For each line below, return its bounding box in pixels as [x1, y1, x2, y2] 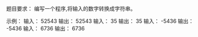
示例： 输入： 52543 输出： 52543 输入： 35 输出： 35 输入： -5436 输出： [6, 18, 194, 25]
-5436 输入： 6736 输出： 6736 [6, 25, 85, 32]
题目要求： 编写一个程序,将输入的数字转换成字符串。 [6, 5, 136, 12]
